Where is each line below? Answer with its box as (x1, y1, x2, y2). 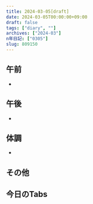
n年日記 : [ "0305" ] (6, 36, 49, 42)
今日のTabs (6, 189, 48, 199)
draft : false (6, 19, 38, 25)
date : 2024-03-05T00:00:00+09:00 (6, 14, 88, 20)
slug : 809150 (6, 42, 38, 47)
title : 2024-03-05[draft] (6, 8, 69, 15)
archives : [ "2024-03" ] (6, 30, 61, 36)
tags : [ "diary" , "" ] (6, 25, 57, 31)
